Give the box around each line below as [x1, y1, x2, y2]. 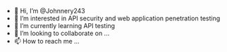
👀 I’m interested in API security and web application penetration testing [13, 14, 221, 22]
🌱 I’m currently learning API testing [13, 22, 115, 30]
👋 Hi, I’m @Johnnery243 [13, 7, 86, 15]
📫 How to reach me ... [13, 37, 80, 45]
